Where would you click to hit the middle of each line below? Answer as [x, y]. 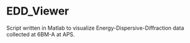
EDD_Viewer [38, 11]
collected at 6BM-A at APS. [41, 34]
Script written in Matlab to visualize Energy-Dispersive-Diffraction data [95, 28]
